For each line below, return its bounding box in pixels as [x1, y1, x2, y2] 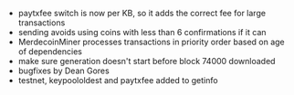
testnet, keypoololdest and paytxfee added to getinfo [17, 75, 218, 85]
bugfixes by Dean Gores [17, 65, 110, 76]
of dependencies [17, 46, 82, 57]
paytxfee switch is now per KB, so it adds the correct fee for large [17, 8, 267, 18]
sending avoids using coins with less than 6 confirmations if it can [17, 27, 267, 37]
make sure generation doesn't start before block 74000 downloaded [17, 56, 276, 66]
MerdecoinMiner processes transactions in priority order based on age [17, 36, 285, 47]
